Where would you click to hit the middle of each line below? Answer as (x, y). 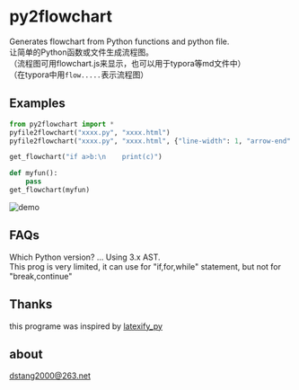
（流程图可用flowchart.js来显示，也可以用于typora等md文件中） (128, 63)
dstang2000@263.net (50, 376)
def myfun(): (34, 173)
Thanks (31, 304)
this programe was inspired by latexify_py (86, 326)
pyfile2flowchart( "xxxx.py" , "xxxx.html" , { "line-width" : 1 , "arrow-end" (150, 141)
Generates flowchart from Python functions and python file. (119, 41)
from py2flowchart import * (62, 124)
